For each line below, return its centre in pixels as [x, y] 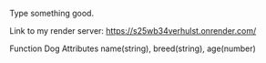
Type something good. [51, 13]
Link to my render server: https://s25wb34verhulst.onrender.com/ [133, 31]
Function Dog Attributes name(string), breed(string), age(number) [133, 48]
